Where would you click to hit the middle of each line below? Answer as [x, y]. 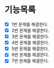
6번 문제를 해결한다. [30, 55]
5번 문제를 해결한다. [30, 49]
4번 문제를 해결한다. [30, 43]
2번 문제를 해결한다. [30, 30]
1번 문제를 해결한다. [30, 24]
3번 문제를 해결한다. [30, 36]
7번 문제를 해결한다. [30, 61]
